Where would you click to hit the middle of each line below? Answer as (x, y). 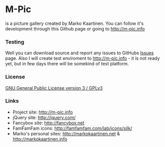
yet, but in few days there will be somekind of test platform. (67, 64)
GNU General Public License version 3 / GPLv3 (54, 88)
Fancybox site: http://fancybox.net (48, 123)
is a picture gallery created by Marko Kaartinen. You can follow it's (74, 23)
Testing (15, 42)
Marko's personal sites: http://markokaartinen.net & (66, 133)
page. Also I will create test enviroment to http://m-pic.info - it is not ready (83, 58)
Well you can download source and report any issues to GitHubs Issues (79, 53)
